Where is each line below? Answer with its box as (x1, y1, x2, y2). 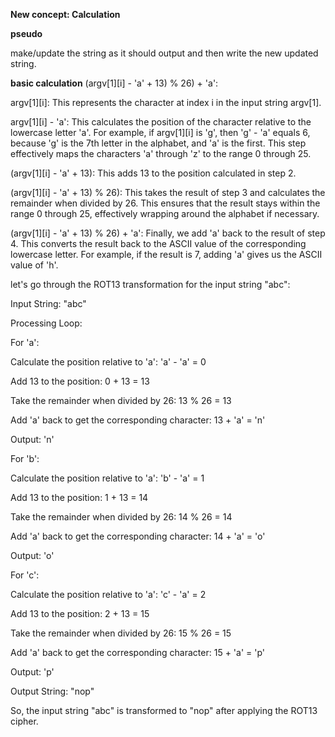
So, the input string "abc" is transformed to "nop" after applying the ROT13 (10, 705, 318, 716)
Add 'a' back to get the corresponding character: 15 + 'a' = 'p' (10, 647, 265, 658)
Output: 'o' (10, 550, 55, 561)
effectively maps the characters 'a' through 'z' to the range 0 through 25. (10, 148, 312, 159)
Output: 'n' (10, 434, 55, 445)
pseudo (10, 28, 43, 39)
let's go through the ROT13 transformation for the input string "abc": (10, 279, 291, 290)
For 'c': (10, 569, 40, 581)
